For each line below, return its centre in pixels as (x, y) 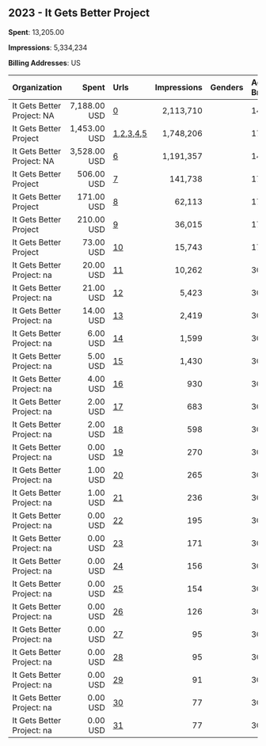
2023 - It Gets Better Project (79, 13)
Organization (37, 87)
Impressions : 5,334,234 (48, 48)
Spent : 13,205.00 (36, 32)
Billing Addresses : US (45, 63)
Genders (227, 87)
